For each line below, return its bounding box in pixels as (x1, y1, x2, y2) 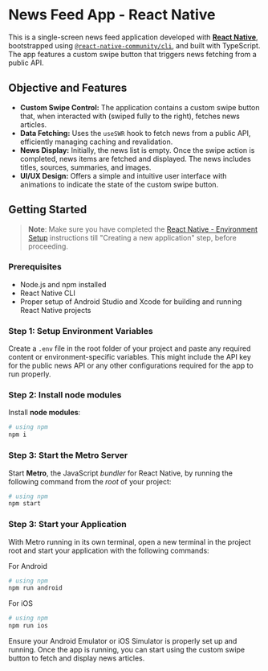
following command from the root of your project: (8, 476, 172, 486)
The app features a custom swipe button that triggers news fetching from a (8, 49, 257, 59)
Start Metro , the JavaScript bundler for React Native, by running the (8, 468, 233, 478)
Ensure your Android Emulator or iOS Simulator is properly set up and (8, 636, 238, 646)
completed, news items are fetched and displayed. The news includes (19, 154, 251, 163)
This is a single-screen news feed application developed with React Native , (8, 32, 258, 42)
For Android (8, 561, 48, 570)
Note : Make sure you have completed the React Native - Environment (27, 224, 258, 234)
